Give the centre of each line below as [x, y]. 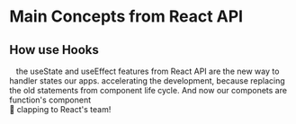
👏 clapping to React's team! [60, 109]
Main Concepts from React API [126, 17]
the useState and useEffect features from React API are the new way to [148, 71]
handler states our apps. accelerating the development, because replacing [147, 81]
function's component [50, 100]
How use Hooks [54, 50]
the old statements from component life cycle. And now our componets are [148, 90]
